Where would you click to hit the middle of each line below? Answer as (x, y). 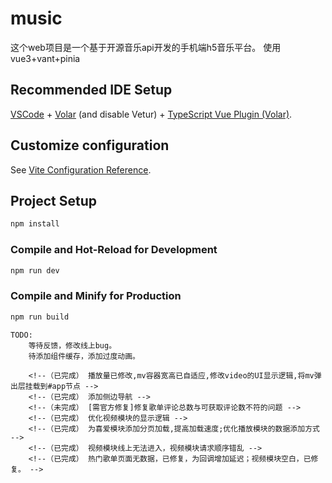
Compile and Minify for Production (96, 296)
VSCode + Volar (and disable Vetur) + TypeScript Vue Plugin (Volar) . (151, 114)
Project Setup (54, 200)
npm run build (40, 317)
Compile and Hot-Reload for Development (114, 250)
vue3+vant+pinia (45, 58)
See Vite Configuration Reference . (81, 169)
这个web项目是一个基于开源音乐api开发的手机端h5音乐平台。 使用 (146, 47)
